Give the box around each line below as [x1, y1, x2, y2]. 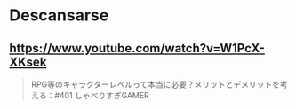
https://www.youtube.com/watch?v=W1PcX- [9, 41, 265, 56]
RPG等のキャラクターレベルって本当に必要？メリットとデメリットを [30, 79, 280, 90]
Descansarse [9, 5, 109, 26]
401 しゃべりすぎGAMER [59, 90, 149, 100]
